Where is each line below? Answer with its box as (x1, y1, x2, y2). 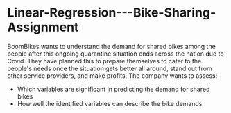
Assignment (7, 19, 79, 35)
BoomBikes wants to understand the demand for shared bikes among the (7, 42, 216, 50)
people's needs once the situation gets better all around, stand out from (7, 64, 213, 72)
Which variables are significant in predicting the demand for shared (17, 85, 210, 93)
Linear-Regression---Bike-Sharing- (7, 5, 216, 21)
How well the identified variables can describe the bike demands (17, 99, 203, 107)
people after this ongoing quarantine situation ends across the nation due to (7, 50, 224, 58)
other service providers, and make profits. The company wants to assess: (7, 71, 218, 80)
